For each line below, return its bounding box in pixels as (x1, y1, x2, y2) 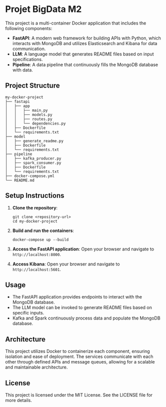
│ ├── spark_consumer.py (5, 160, 61, 165)
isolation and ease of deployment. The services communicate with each (5, 353, 153, 359)
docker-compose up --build (12, 237, 69, 242)
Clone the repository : (12, 204, 58, 210)
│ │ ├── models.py (5, 112, 52, 117)
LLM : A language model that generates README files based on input (12, 51, 154, 57)
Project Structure (5, 81, 60, 90)
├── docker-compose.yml (5, 173, 55, 178)
